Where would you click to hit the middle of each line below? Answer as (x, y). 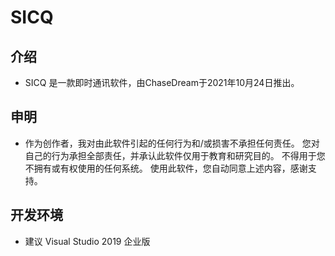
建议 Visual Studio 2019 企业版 (87, 241)
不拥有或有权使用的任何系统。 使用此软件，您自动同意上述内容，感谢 (166, 168)
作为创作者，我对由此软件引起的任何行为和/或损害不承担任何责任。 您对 (172, 143)
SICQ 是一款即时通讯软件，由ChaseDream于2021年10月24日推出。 (162, 82)
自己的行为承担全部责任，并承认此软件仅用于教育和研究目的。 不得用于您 (175, 155)
